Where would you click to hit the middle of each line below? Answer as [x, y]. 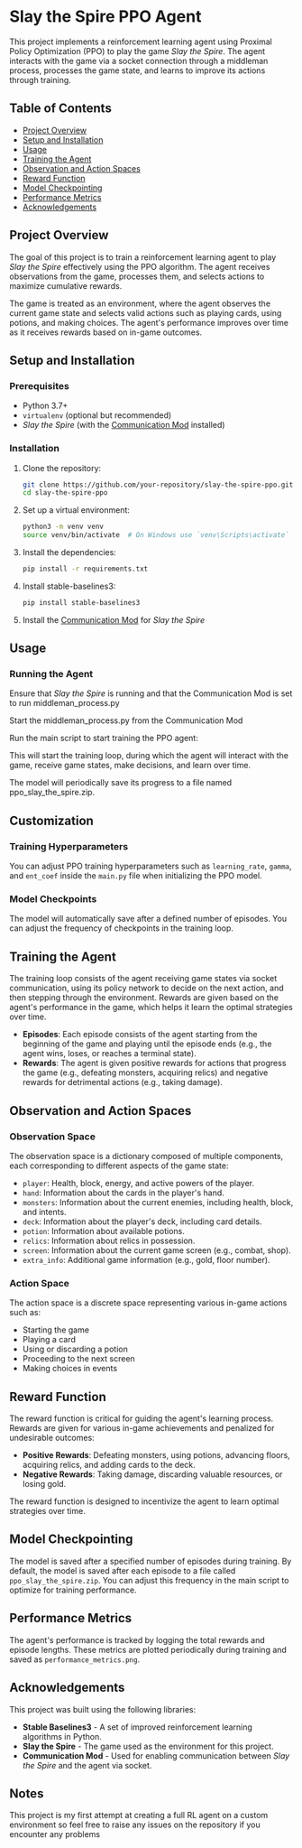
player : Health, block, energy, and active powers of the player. [138, 1183]
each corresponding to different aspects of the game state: [119, 1165]
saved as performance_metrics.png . [75, 1659]
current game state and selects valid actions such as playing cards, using [146, 312]
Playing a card [49, 1340]
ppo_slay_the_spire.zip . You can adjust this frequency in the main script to [149, 1580]
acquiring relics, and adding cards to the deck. [109, 1465]
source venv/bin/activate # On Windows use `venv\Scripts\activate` [156, 535]
